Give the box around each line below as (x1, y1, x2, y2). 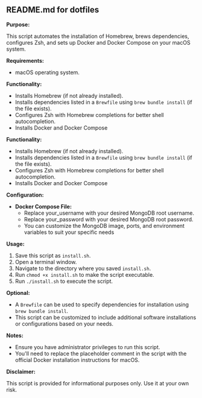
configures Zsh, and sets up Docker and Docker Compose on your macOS (6, 39, 191, 46)
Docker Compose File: (14, 203, 72, 210)
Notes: (6, 332, 24, 339)
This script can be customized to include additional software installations (14, 314, 197, 321)
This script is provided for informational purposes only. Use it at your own (6, 379, 189, 387)
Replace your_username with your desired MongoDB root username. (24, 209, 195, 216)
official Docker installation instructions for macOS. (14, 356, 140, 364)
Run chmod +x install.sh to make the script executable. (14, 271, 155, 278)
